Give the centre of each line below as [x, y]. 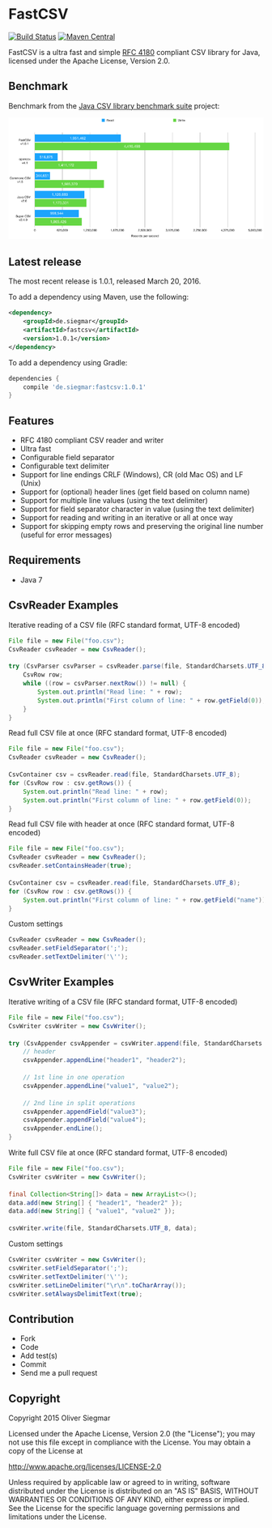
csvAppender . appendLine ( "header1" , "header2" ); [104, 1061]
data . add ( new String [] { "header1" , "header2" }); [96, 1203]
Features [31, 421]
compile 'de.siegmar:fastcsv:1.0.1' [85, 387]
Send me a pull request [59, 1373]
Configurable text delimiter [65, 466]
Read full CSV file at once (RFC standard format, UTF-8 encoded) [118, 733]
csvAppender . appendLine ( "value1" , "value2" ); [101, 1086]
